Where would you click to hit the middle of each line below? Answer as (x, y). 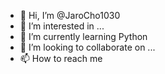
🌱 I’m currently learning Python (83, 36)
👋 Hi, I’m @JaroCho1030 (70, 15)
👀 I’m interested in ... (62, 26)
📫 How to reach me (61, 58)
